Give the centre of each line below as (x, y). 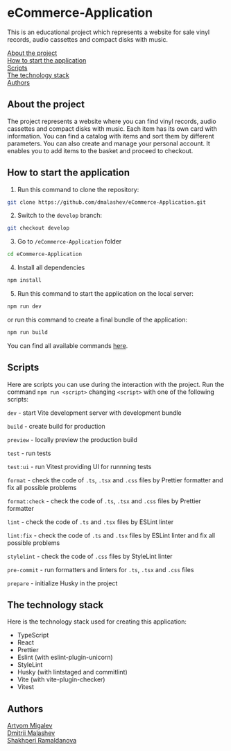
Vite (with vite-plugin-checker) (61, 679)
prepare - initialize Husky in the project (62, 583)
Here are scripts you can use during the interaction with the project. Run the (116, 384)
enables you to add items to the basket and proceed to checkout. (100, 150)
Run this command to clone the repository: (78, 189)
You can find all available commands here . (68, 345)
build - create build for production (56, 426)
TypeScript (33, 635)
